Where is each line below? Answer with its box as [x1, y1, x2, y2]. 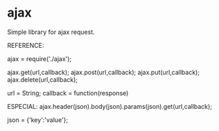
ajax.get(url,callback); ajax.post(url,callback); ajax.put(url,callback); [7, 68, 200, 76]
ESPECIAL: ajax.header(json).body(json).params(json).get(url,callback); [7, 102, 213, 110]
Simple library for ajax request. [7, 28, 95, 36]
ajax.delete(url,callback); [7, 75, 78, 84]
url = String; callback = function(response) [7, 89, 129, 97]
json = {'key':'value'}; [7, 116, 68, 124]
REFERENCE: [7, 41, 44, 49]
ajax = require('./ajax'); [7, 54, 72, 63]
